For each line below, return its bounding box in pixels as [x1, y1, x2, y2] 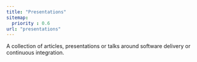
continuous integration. [6, 49, 64, 57]
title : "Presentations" [6, 9, 67, 15]
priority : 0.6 [12, 20, 50, 26]
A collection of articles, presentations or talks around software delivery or [6, 43, 191, 50]
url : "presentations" [6, 26, 61, 32]
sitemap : [6, 15, 29, 21]
